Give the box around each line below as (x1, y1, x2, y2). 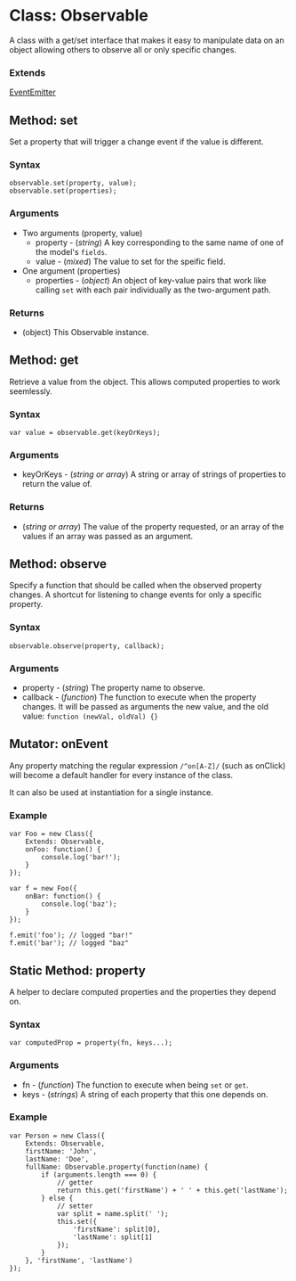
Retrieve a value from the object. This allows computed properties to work (9, 376, 281, 387)
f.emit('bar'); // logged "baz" (9, 939, 129, 948)
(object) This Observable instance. (21, 326, 149, 337)
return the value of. (21, 479, 92, 489)
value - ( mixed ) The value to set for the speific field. (35, 256, 226, 267)
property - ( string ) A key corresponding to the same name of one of (35, 237, 284, 248)
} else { (41, 1194, 74, 1203)
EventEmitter (9, 86, 56, 98)
